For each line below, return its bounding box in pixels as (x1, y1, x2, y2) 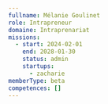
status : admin (22, 56, 69, 63)
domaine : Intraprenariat (8, 26, 90, 34)
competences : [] (8, 84, 61, 92)
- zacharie (28, 70, 65, 77)
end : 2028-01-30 (22, 48, 76, 56)
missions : (8, 33, 41, 41)
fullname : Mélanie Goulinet (8, 11, 101, 20)
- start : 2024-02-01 (15, 41, 83, 48)
